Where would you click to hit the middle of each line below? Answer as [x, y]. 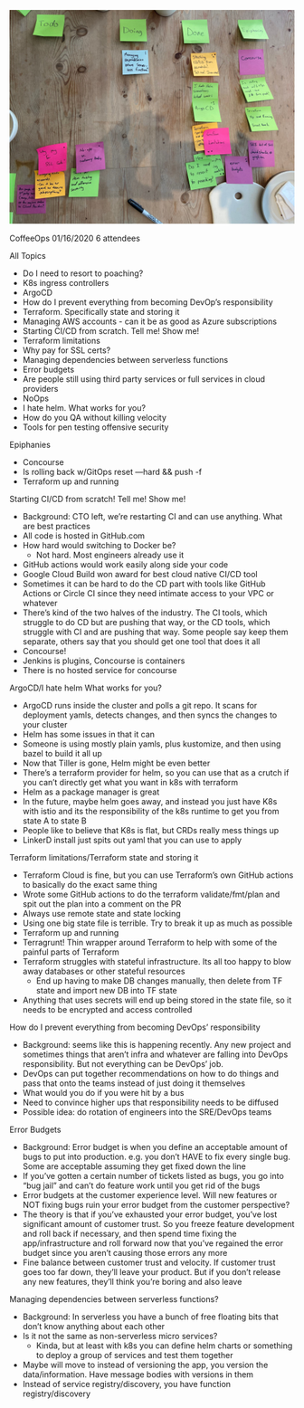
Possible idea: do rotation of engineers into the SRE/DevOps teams [147, 1112]
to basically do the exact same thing [90, 885]
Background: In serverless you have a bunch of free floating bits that [150, 1317]
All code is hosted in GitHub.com [84, 536]
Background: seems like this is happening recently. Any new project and [157, 1045]
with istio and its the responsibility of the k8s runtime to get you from [151, 811]
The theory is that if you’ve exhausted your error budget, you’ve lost [150, 1214]
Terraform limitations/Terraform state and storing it [104, 857]
